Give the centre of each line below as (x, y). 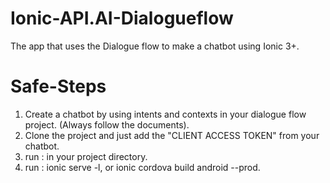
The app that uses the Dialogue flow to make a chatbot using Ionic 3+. (155, 46)
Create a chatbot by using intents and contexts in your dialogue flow (165, 114)
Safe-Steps (58, 86)
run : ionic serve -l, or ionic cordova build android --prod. (142, 167)
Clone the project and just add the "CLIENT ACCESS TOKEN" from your (172, 135)
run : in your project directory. (86, 156)
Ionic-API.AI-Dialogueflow (122, 18)
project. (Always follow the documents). (107, 124)
